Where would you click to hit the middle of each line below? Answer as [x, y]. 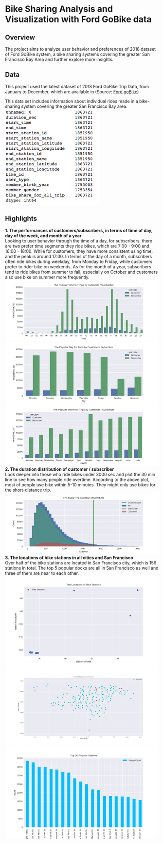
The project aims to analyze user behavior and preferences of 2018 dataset [81, 49]
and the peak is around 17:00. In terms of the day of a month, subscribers [79, 256]
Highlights [21, 219]
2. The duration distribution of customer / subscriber [60, 469]
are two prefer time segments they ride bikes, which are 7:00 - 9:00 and [77, 246]
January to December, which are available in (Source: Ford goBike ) [72, 92]
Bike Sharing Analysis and [59, 9]
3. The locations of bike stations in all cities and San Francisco [69, 558]
